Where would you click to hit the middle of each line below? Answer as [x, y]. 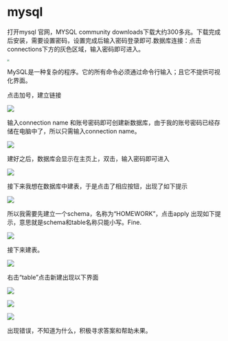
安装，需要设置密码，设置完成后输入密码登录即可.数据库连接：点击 [107, 40]
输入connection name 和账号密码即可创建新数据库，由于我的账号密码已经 [111, 123]
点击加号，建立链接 [34, 95]
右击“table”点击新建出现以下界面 [53, 277]
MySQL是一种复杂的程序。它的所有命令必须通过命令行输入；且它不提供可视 [114, 72]
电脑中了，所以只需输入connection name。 [80, 131]
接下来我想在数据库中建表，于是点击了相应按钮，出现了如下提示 [97, 186]
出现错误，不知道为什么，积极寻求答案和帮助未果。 [79, 331]
